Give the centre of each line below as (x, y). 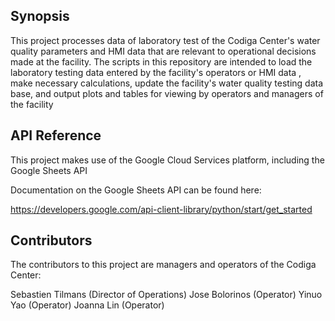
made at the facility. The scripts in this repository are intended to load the (161, 61)
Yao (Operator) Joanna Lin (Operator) (87, 305)
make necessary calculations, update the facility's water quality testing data (167, 83)
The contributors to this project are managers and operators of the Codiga (163, 265)
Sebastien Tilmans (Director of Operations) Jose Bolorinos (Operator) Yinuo (166, 295)
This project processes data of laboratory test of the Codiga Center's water (165, 40)
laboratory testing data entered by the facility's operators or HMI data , (156, 72)
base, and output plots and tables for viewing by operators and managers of (167, 93)
